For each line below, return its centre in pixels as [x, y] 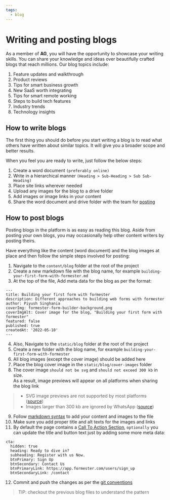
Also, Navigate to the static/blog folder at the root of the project [81, 344]
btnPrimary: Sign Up [32, 460]
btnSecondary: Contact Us [38, 464]
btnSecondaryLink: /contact [40, 473]
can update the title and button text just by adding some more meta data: [89, 433]
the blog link [26, 386]
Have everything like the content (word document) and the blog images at [83, 251]
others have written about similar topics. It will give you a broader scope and [85, 145]
